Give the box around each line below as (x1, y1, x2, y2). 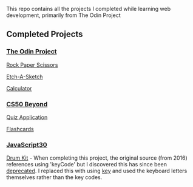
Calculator (6, 84, 32, 92)
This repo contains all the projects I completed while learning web (6, 5, 171, 12)
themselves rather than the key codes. (6, 174, 103, 181)
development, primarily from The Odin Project (6, 12, 121, 19)
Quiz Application (6, 114, 48, 121)
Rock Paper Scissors (6, 61, 58, 69)
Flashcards (6, 125, 35, 132)
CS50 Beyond (6, 100, 48, 108)
